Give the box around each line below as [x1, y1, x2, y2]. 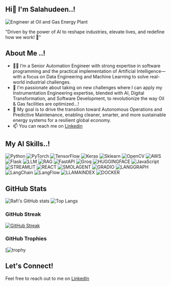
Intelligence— [137, 68, 166, 74]
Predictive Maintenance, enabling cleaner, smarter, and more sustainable [12, 111, 166, 118]
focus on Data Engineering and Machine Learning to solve [27, 73, 149, 79]
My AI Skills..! [5, 139, 50, 149]
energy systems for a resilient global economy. [12, 117, 111, 123]
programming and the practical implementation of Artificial [12, 68, 136, 74]
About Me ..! [5, 49, 46, 58]
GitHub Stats [5, 184, 47, 193]
